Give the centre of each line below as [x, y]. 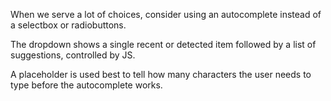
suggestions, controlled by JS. [73, 55]
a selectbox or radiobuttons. [68, 25]
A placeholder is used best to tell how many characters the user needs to [161, 74]
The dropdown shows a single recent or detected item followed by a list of [163, 44]
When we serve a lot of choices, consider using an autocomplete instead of [166, 14]
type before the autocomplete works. [86, 85]
